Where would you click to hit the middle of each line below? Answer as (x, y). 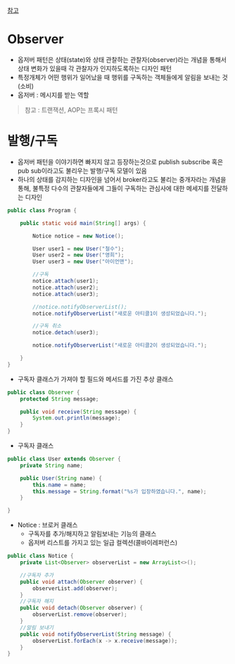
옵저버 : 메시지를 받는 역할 (53, 94)
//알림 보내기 (37, 627)
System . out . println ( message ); (77, 418)
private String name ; (51, 465)
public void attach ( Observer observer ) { (81, 582)
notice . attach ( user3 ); (66, 294)
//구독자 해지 (37, 601)
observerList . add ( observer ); (75, 588)
